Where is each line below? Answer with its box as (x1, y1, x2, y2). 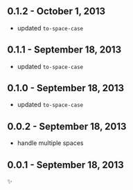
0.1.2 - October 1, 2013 (7, 6, 106, 17)
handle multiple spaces (17, 139, 84, 147)
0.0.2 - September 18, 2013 (7, 120, 127, 132)
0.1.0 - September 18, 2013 (7, 82, 125, 94)
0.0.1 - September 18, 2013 (7, 159, 124, 171)
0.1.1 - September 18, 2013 (7, 44, 122, 56)
